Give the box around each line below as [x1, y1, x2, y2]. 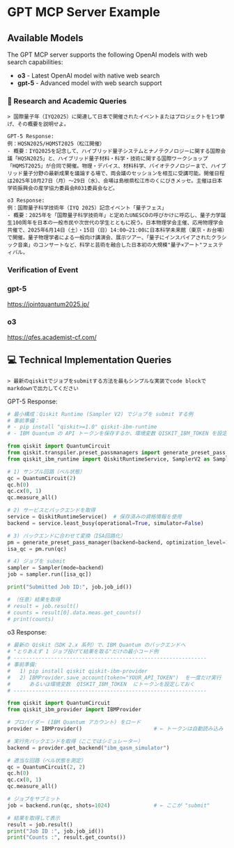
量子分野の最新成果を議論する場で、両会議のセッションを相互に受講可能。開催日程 [22, 170, 225, 177]
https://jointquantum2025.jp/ [7, 299, 90, 308]
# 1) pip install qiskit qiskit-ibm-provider [7, 667, 148, 674]
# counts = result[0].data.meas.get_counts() [7, 609, 141, 616]
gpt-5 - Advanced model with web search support [17, 79, 162, 87]
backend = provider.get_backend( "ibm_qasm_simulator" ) [7, 744, 170, 751]
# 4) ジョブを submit [7, 558, 66, 565]
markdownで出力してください [7, 385, 79, 392]
